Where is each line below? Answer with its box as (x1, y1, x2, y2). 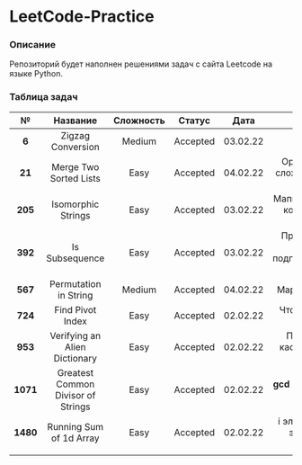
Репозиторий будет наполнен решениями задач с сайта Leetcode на (9, 58, 272, 69)
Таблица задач (9, 91, 78, 103)
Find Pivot (54, 303, 97, 316)
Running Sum (47, 420, 104, 433)
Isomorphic (51, 198, 100, 210)
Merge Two (50, 160, 100, 173)
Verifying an (49, 329, 102, 342)
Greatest (57, 366, 94, 379)
